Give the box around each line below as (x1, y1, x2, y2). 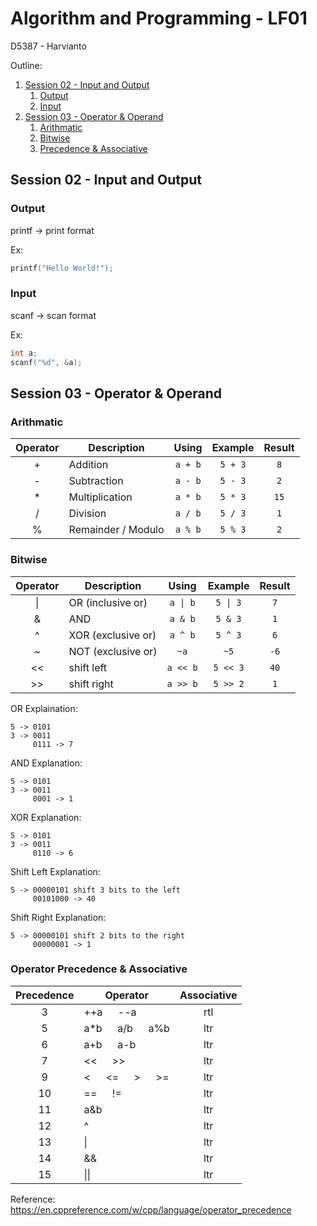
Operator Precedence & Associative (10, 962, 188, 976)
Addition (68, 458, 109, 472)
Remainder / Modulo (68, 523, 165, 537)
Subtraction (68, 474, 124, 488)
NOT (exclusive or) (68, 644, 158, 658)
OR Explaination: (10, 702, 78, 714)
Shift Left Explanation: (10, 865, 101, 877)
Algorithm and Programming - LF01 (10, 7, 308, 30)
